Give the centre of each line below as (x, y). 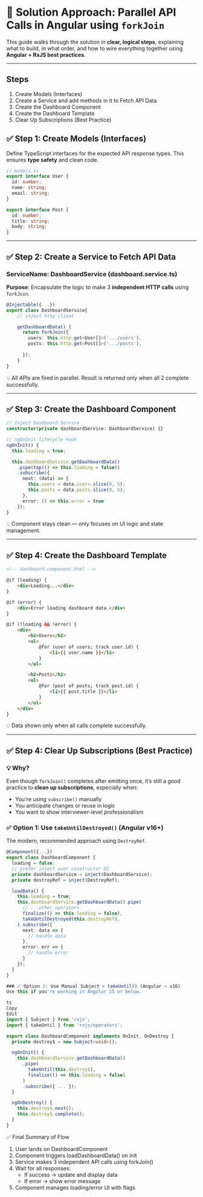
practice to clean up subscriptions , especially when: (72, 788)
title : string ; (31, 221)
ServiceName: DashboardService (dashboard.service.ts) (92, 274)
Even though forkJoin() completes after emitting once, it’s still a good (94, 781)
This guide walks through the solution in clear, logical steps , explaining (95, 42)
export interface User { (37, 177)
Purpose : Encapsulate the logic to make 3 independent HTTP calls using (98, 287)
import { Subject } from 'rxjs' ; (48, 1019)
